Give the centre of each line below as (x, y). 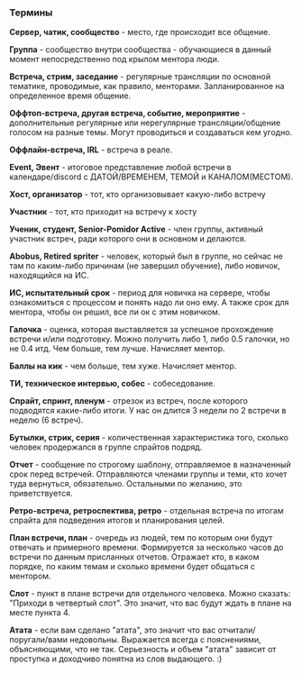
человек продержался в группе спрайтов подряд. (106, 447)
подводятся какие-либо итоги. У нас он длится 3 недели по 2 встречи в (148, 411)
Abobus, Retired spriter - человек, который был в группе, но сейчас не (146, 256)
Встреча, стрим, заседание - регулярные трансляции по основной (140, 77)
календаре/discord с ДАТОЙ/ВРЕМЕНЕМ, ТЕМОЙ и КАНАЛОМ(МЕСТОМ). (151, 177)
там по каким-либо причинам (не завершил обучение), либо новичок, (145, 266)
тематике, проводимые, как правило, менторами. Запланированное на (147, 86)
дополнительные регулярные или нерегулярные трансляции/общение (145, 123)
